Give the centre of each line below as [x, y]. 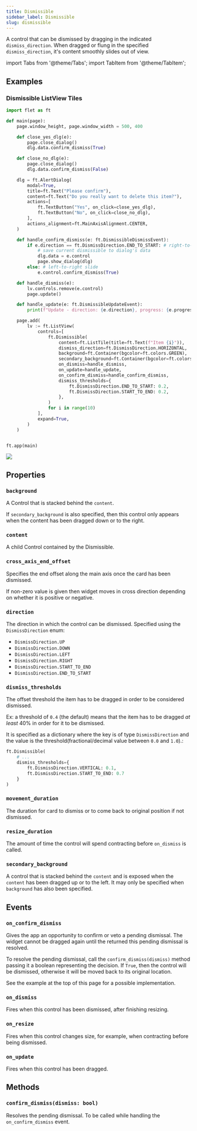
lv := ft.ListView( [51, 326]
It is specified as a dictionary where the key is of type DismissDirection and [98, 735]
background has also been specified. [49, 889]
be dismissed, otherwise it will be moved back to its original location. [89, 972]
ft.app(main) [22, 446]
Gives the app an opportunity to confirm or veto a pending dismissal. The [94, 935]
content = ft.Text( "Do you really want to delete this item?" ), [105, 196]
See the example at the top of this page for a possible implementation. [91, 983]
